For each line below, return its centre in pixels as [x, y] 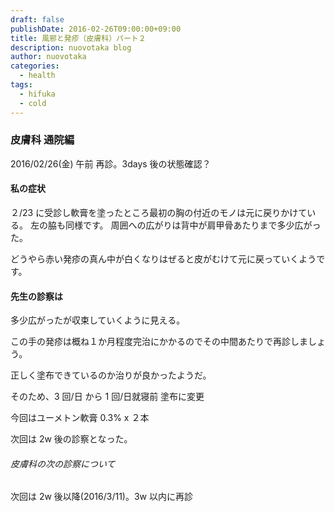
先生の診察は [36, 296]
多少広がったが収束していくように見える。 [98, 320]
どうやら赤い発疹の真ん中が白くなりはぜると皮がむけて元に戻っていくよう [163, 259]
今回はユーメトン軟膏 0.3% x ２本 [80, 418]
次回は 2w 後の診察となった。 [71, 439]
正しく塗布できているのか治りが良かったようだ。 [111, 375]
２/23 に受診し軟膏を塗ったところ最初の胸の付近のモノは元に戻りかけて [159, 212]
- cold [33, 103]
